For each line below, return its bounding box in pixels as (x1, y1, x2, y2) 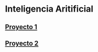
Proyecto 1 (5, 23, 37, 31)
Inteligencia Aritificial (5, 3, 94, 15)
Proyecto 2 (5, 39, 39, 47)
